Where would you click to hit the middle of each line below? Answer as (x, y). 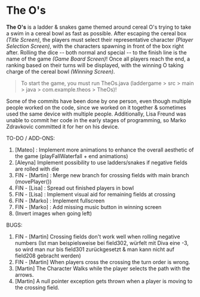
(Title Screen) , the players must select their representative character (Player (100, 40)
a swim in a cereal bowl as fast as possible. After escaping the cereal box (96, 33)
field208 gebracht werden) (48, 256)
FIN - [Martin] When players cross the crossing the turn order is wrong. (102, 262)
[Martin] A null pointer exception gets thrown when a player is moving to (104, 281)
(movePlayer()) (33, 181)
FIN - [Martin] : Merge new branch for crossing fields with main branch (102, 175)
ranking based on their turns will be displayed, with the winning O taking (95, 65)
